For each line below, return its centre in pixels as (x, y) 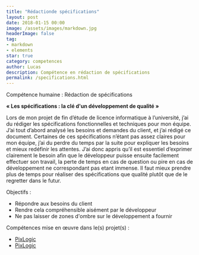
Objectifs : (19, 192)
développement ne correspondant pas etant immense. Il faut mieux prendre (99, 168)
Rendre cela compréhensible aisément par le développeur (86, 210)
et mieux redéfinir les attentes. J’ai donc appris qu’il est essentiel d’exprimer (99, 149)
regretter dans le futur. (34, 181)
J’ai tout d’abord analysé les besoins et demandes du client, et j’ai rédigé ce (99, 130)
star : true (20, 56)
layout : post (22, 17)
